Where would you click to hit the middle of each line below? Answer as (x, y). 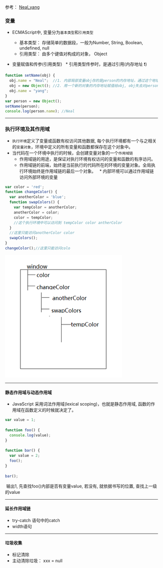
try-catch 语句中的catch (36, 520)
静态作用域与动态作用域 (28, 392)
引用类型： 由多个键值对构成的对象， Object (63, 54)
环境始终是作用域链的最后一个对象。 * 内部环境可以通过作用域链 (89, 171)
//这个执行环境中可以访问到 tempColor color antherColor (68, 223)
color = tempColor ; (33, 217)
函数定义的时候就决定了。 (50, 410)
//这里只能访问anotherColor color (42, 233)
